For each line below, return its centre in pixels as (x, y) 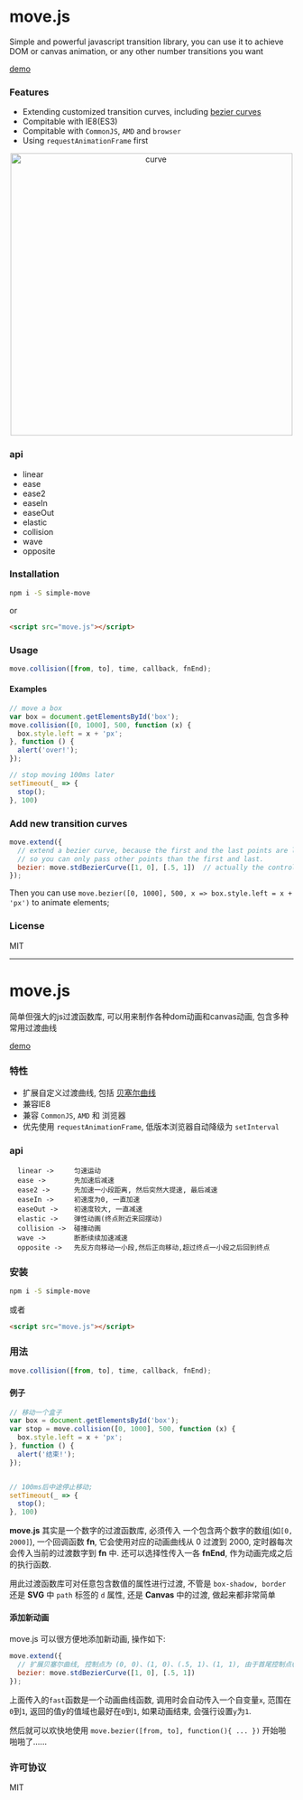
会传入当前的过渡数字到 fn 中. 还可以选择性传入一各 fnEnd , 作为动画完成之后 (151, 1553)
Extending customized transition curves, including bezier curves (142, 112)
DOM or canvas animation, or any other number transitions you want (137, 51)
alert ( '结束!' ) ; (46, 1454)
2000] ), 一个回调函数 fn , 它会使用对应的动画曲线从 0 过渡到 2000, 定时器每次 (151, 1542)
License (27, 926)
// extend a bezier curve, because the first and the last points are (153, 850)
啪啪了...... (28, 1741)
